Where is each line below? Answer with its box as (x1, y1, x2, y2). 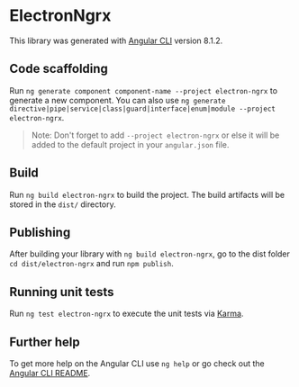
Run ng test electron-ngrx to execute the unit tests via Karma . (9, 308, 244, 319)
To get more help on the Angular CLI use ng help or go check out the (9, 358, 265, 369)
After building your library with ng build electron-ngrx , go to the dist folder (9, 248, 291, 259)
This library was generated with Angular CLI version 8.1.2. (9, 35, 223, 46)
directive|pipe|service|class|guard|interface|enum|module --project (9, 104, 276, 113)
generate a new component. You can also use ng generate (9, 94, 226, 105)
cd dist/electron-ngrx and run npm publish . (9, 258, 174, 269)
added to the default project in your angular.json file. (31, 139, 230, 149)
